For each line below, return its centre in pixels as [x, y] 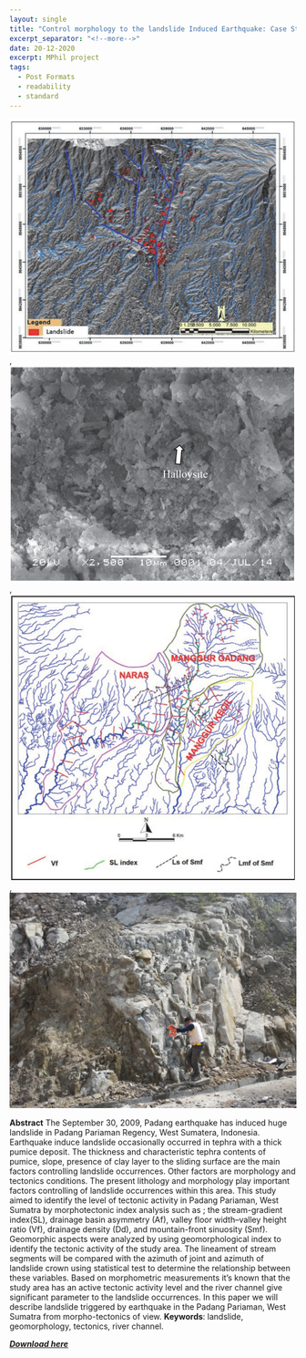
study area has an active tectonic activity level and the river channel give [146, 1287]
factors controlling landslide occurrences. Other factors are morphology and [153, 1171]
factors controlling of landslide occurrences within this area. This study [143, 1190]
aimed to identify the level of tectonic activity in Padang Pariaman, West [144, 1200]
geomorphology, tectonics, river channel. [87, 1326]
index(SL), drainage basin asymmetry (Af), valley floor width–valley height [148, 1219]
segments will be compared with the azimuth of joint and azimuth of [137, 1258]
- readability [44, 87]
